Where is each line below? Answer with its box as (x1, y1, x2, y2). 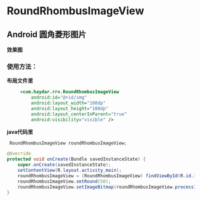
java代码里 (7, 128, 33, 135)
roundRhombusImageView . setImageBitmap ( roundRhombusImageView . (17, 184, 175, 190)
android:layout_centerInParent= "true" (30, 111, 128, 117)
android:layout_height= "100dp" (30, 105, 109, 111)
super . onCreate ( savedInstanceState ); (17, 162, 112, 168)
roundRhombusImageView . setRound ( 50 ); (17, 178, 112, 184)
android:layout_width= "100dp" (30, 100, 106, 106)
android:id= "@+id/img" (30, 95, 87, 100)
